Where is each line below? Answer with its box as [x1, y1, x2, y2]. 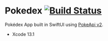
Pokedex [5, 5, 43, 16]
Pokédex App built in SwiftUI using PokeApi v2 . [5, 21, 103, 27]
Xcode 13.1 [12, 31, 35, 37]
